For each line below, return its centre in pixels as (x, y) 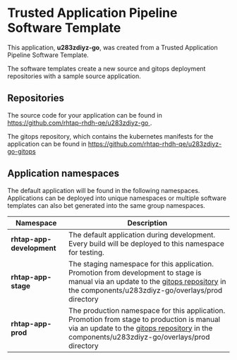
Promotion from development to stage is (135, 273)
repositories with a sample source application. (74, 76)
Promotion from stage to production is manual (144, 319)
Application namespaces (63, 174)
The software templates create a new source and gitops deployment (107, 68)
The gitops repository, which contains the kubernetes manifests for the (110, 136)
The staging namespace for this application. (141, 263)
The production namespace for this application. (147, 310)
